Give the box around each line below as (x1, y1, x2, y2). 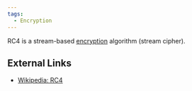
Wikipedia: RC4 (17, 76, 63, 85)
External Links (7, 57, 72, 69)
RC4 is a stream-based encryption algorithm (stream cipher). (7, 36, 186, 45)
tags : (7, 10, 23, 18)
